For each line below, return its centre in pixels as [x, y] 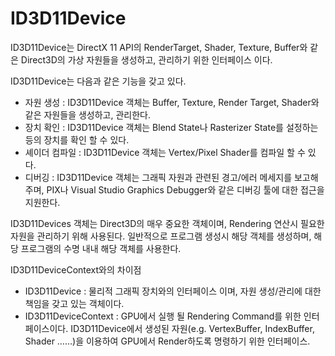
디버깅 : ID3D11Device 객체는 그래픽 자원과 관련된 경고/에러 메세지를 [158, 177]
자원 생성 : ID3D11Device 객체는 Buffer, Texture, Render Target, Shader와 [172, 102]
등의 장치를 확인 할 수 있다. [77, 139]
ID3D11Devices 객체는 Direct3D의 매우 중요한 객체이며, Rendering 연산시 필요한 [167, 223]
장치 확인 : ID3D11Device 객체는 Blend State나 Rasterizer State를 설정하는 [171, 127]
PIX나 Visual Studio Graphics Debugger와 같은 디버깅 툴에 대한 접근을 [185, 189]
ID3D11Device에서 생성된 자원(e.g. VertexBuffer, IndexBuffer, [192, 328]
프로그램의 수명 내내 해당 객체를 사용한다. [101, 248]
